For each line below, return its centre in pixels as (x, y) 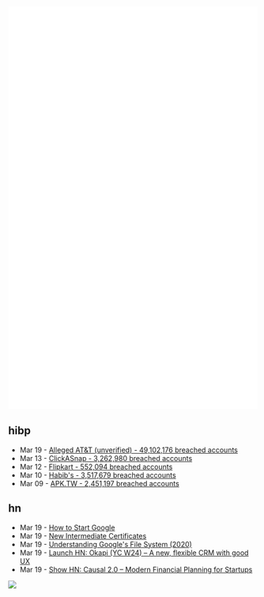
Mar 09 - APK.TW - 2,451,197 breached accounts (99, 483)
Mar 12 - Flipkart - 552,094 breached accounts (96, 467)
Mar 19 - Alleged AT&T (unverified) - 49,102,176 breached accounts (129, 450)
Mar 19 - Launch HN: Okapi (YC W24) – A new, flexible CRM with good (134, 553)
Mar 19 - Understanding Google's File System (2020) (106, 544)
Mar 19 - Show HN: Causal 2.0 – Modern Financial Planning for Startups (136, 569)
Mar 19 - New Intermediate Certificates (83, 535)
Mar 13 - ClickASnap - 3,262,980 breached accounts (106, 458)
